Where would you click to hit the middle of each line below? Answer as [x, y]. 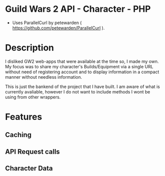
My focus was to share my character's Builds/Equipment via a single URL [79, 66]
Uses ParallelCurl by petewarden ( [47, 23]
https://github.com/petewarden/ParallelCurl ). [58, 28]
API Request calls [33, 152]
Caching [18, 135]
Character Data [29, 168]
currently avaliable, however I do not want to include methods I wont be [78, 91]
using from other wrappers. [33, 97]
